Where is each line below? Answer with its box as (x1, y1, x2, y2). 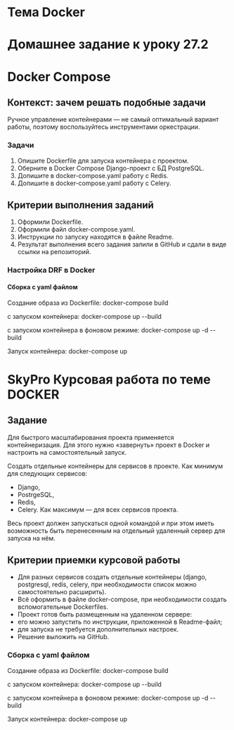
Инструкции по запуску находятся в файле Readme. (17, 233, 174, 241)
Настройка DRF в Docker (7, 265, 96, 275)
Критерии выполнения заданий (7, 199, 155, 211)
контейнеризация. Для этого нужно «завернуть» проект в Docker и (7, 441, 210, 449)
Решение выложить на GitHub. (17, 633, 110, 641)
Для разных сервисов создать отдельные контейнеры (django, (17, 573, 207, 581)
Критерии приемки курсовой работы (7, 554, 181, 566)
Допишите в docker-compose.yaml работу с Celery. (17, 179, 171, 187)
